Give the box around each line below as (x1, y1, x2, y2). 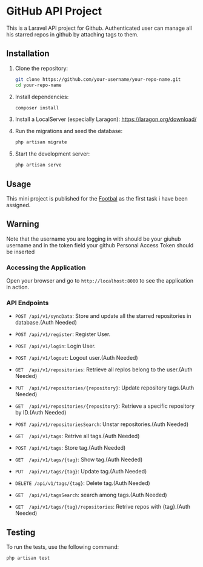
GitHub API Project (6, 4, 102, 18)
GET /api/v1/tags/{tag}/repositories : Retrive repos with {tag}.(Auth (15, 503, 191, 510)
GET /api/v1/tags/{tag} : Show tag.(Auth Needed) (15, 456, 143, 463)
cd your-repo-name (15, 82, 62, 88)
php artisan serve (15, 162, 62, 168)
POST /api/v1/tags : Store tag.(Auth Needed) (15, 444, 126, 452)
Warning (6, 219, 39, 229)
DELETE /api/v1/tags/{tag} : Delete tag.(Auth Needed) (15, 479, 150, 487)
